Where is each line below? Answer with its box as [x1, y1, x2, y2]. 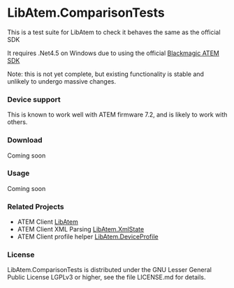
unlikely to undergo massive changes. [7, 77, 117, 85]
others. [7, 118, 28, 126]
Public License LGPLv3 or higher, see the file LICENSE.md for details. [7, 273, 206, 282]
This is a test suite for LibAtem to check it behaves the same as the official [7, 28, 221, 36]
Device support [7, 94, 61, 104]
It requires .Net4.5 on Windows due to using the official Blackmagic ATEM [7, 49, 220, 57]
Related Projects [7, 202, 64, 211]
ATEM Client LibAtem [17, 218, 78, 226]
